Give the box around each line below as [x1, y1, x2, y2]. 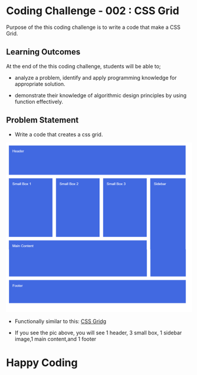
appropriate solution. [14, 80, 66, 87]
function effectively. [14, 98, 64, 105]
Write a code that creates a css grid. [14, 131, 103, 138]
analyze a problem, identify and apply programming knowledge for [14, 74, 177, 81]
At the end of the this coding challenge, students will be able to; [6, 63, 161, 70]
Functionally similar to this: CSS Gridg [14, 317, 107, 325]
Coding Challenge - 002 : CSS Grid [6, 4, 180, 18]
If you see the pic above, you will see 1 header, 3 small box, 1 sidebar [14, 329, 182, 336]
